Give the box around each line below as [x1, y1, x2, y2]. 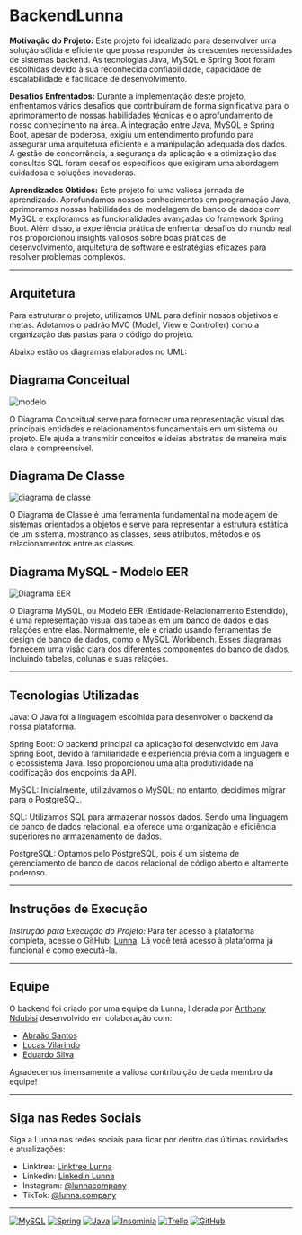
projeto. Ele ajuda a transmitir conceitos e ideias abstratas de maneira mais [9, 432, 288, 443]
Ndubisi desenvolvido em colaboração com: [9, 1012, 173, 1023]
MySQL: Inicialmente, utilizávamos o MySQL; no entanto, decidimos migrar [9, 785, 286, 795]
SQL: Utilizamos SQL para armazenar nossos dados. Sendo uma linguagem [9, 812, 289, 822]
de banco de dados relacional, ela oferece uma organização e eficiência [9, 822, 277, 831]
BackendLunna [9, 5, 124, 26]
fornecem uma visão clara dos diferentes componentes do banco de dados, [9, 644, 290, 654]
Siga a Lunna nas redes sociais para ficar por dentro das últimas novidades [9, 1134, 289, 1145]
